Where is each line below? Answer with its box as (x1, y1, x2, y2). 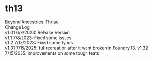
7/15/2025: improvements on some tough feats (5, 50, 99, 56)
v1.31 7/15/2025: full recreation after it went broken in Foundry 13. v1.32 (5, 45, 148, 51)
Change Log (5, 24, 30, 30)
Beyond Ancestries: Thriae (5, 19, 59, 25)
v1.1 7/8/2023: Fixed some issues (5, 35, 72, 41)
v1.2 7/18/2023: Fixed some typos (5, 40, 73, 45)
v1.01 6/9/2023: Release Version (5, 29, 70, 35)
